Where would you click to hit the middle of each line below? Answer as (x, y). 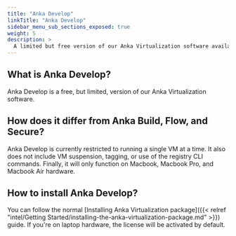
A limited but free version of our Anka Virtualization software (111, 46)
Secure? (26, 132)
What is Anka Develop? (59, 75)
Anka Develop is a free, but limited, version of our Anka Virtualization (107, 91)
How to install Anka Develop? (73, 193)
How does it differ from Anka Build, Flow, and (108, 121)
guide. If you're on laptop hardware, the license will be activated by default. (117, 225)
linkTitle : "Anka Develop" (47, 20)
